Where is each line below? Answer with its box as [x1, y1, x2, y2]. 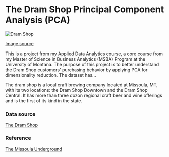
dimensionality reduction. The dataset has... [5, 72, 97, 78]
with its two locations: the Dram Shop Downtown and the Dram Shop [5, 87, 148, 93]
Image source [5, 40, 34, 46]
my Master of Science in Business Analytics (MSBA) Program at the [5, 56, 145, 62]
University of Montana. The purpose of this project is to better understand [5, 61, 159, 67]
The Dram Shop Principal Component [5, 4, 164, 15]
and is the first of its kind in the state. [5, 97, 82, 104]
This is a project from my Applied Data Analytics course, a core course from [5, 50, 163, 57]
